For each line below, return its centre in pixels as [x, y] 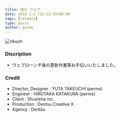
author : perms [19, 28]
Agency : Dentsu [29, 109]
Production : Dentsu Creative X [43, 104]
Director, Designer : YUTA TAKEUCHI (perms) [57, 88]
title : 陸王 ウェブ [23, 9]
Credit [13, 78]
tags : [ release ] [21, 18]
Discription [18, 54]
